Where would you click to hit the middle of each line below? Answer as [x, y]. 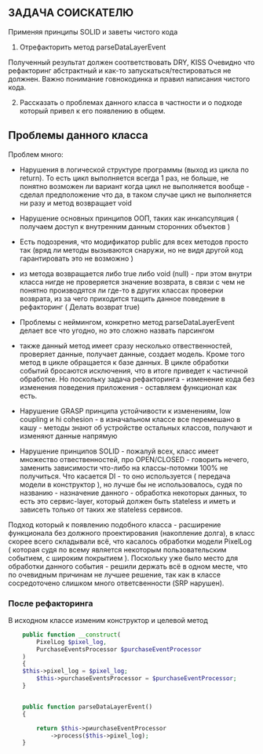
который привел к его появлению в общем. [93, 111]
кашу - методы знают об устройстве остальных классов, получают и [136, 428]
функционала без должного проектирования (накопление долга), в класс [131, 533]
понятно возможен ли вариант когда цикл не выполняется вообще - [134, 186]
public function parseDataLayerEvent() [88, 707]
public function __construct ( [72, 635]
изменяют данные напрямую [68, 435]
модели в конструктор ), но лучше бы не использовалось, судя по [131, 484]
